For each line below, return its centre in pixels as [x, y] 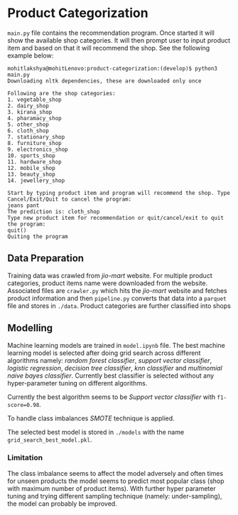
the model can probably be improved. [62, 504]
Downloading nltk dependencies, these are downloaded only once [104, 81]
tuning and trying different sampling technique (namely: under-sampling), [115, 496]
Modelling [30, 328]
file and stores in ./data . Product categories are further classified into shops [119, 306]
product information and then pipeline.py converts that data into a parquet [117, 298]
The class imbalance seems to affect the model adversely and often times [115, 473]
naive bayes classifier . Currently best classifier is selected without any [111, 376]
